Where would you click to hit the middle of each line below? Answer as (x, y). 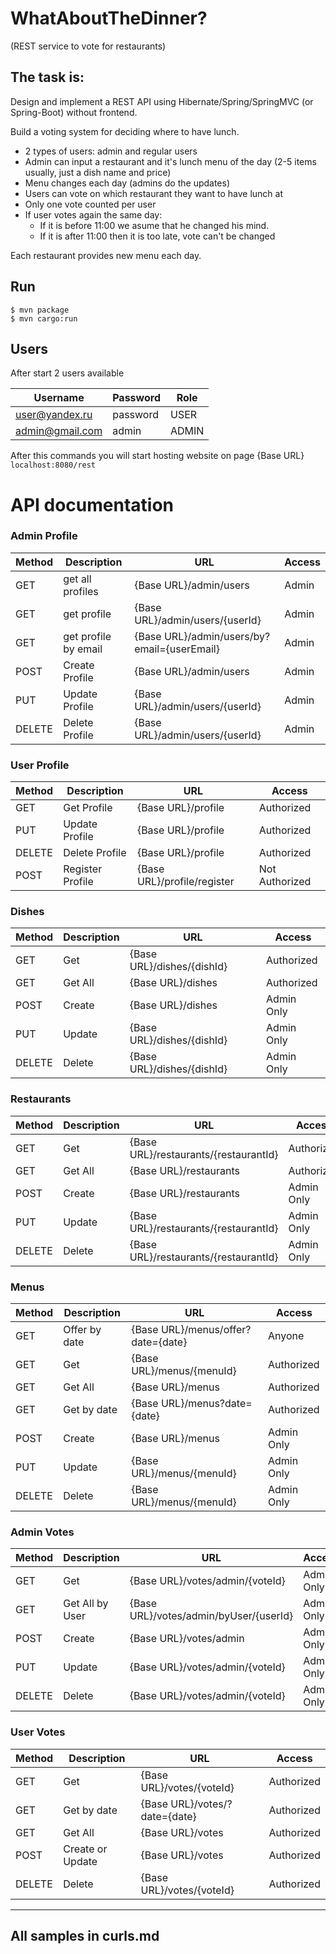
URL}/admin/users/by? (217, 636)
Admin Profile (44, 536)
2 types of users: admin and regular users (111, 151)
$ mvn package (40, 310)
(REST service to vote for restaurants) (88, 46)
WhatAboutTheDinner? (109, 18)
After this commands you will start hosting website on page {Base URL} (157, 456)
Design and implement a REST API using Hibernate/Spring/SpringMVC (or (162, 101)
